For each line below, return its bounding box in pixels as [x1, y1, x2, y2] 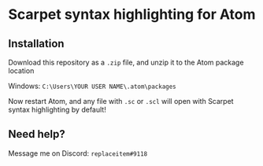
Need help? [8, 127, 65, 141]
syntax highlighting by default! [8, 105, 106, 114]
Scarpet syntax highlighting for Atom [8, 6, 256, 24]
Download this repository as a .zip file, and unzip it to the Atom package [8, 57, 244, 67]
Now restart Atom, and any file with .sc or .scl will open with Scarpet [8, 97, 234, 105]
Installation [8, 37, 65, 50]
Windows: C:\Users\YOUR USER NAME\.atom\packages [8, 81, 177, 90]
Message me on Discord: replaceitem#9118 [8, 148, 148, 158]
